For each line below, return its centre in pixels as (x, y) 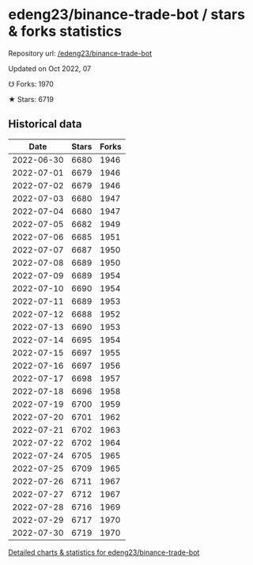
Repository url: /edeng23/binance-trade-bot (80, 53)
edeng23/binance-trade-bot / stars (126, 15)
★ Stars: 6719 (31, 99)
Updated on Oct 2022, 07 (50, 68)
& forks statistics (65, 31)
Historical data (45, 124)
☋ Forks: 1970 (31, 84)
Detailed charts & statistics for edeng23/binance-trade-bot (104, 552)
